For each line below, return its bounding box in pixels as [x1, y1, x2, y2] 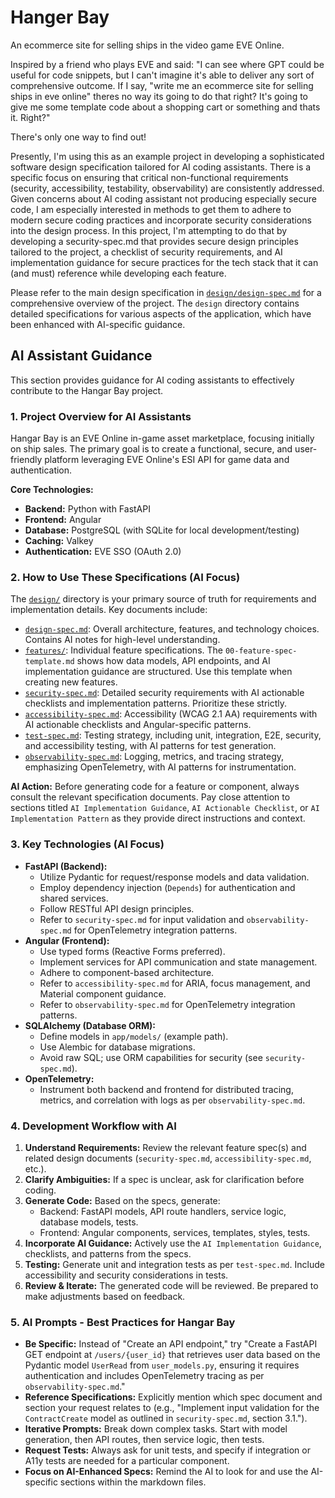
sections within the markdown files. [59, 1476, 207, 1488]
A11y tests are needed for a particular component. [24, 1455, 230, 1467]
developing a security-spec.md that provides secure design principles [10, 235, 299, 247]
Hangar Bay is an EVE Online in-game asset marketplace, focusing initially [10, 432, 315, 445]
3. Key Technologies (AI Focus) [10, 837, 165, 851]
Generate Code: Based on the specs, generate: [24, 1194, 221, 1206]
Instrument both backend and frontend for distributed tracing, [39, 1083, 294, 1095]
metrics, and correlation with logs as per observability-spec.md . [39, 1094, 306, 1106]
